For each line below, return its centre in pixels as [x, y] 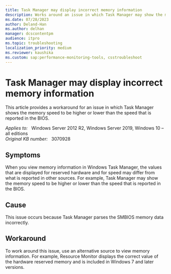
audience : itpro [22, 39]
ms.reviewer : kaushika [29, 52]
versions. [15, 267]
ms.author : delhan [25, 29]
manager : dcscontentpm [29, 34]
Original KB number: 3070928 [38, 139]
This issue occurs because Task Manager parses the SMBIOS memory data [84, 217]
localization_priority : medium [38, 48]
